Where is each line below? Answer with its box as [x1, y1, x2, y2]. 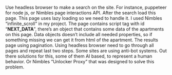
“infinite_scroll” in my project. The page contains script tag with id [5, 20, 145, 27]
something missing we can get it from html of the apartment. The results [5, 37, 158, 43]
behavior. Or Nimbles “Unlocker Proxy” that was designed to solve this [5, 59, 155, 64]
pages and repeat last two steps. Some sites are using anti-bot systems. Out [5, 48, 167, 54]
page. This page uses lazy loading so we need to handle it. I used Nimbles [5, 15, 163, 21]
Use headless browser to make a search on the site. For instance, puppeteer [5, 5, 167, 10]
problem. [5, 64, 25, 70]
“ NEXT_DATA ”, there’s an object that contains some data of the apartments [5, 26, 164, 32]
